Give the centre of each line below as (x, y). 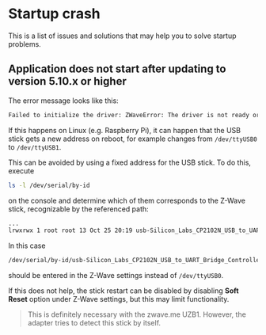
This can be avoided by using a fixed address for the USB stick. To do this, (130, 162)
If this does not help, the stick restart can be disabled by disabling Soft (123, 291)
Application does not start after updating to (117, 69)
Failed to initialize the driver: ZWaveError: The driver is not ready (129, 115)
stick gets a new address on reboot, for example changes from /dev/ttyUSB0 (133, 139)
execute (21, 170)
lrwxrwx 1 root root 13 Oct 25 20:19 (70, 230)
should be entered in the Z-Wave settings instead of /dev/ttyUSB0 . (116, 276)
